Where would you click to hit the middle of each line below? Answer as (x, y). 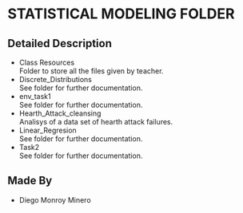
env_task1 (35, 96)
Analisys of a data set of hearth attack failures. (96, 122)
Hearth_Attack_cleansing (60, 113)
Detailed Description (60, 43)
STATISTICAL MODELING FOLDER (121, 14)
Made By (30, 181)
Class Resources (47, 62)
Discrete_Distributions (56, 79)
